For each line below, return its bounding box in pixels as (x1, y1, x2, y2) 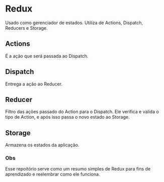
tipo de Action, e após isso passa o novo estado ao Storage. (5, 114, 130, 120)
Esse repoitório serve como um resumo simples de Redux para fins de (5, 166, 151, 172)
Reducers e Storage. (5, 25, 48, 31)
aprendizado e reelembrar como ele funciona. (5, 171, 100, 177)
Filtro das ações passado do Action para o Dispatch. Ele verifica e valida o (5, 109, 159, 115)
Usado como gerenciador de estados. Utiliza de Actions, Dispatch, (5, 20, 143, 26)
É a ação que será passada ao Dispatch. (5, 53, 89, 59)
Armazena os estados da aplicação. (5, 142, 79, 148)
